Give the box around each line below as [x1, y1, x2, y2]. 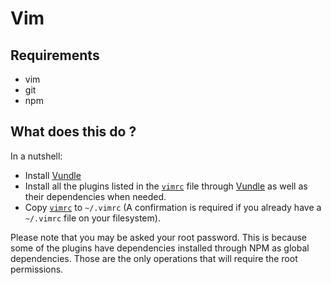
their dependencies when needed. [24, 190, 167, 202]
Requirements [10, 47, 100, 64]
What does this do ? [10, 123, 137, 141]
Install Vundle [24, 169, 82, 181]
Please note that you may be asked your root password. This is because [10, 231, 307, 243]
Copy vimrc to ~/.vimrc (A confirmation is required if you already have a [24, 201, 322, 213]
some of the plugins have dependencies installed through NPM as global [10, 242, 310, 254]
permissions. [10, 263, 64, 275]
